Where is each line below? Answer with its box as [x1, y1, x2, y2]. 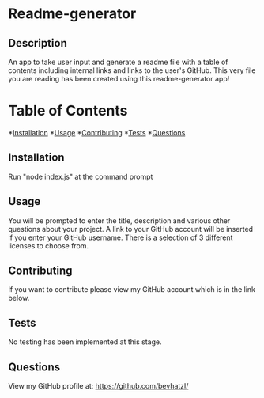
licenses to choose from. [8, 241, 89, 250]
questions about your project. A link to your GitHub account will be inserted [8, 224, 254, 233]
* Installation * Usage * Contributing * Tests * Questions [8, 127, 186, 137]
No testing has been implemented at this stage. [8, 337, 162, 347]
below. [8, 294, 30, 303]
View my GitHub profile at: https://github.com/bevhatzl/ [8, 381, 189, 390]
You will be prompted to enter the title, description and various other [8, 215, 231, 226]
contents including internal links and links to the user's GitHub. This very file [8, 66, 256, 75]
